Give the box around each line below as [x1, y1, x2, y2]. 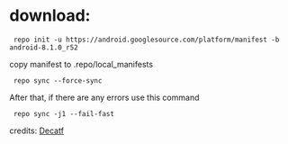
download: [9, 5, 91, 26]
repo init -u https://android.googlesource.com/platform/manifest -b [13, 35, 280, 44]
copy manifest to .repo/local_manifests [9, 58, 154, 69]
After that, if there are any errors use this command [9, 92, 200, 103]
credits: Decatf [9, 125, 65, 136]
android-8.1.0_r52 [9, 42, 78, 52]
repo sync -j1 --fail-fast [13, 109, 115, 118]
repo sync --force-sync [13, 76, 103, 85]
